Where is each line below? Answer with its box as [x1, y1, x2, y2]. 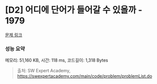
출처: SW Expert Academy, [17, 68, 71, 74]
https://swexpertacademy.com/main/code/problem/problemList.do [17, 73, 153, 79]
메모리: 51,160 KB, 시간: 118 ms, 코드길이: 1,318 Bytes [5, 57, 108, 63]
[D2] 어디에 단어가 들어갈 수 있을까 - [5, 4, 142, 16]
